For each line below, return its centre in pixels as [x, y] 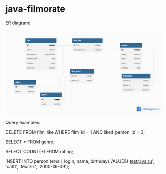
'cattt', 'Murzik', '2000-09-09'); [38, 167]
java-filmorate [36, 9]
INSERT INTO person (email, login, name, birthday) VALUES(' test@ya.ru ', [80, 161]
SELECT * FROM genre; [30, 142]
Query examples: [23, 123]
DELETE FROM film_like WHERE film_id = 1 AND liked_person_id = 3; [75, 132]
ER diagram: [18, 23]
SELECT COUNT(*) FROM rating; [39, 152]
